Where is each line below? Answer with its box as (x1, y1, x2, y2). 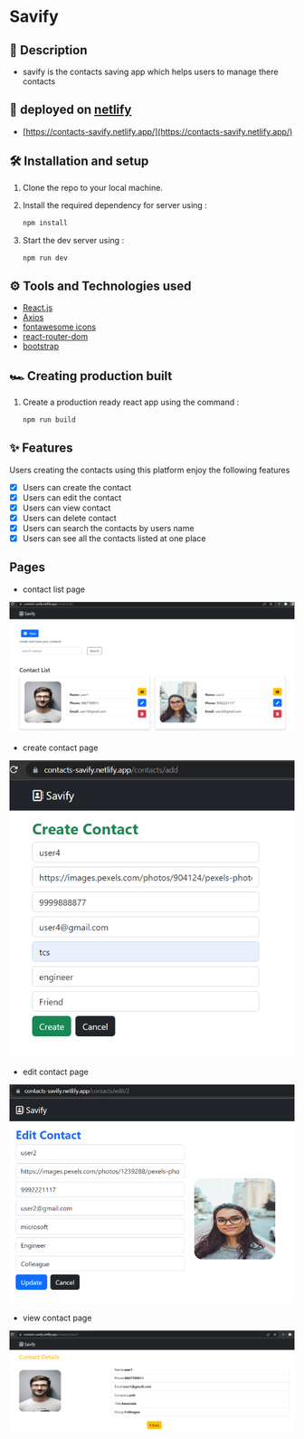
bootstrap (22, 341, 60, 352)
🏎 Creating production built (9, 368, 173, 384)
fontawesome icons (22, 321, 97, 332)
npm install (22, 218, 68, 227)
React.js (22, 302, 53, 313)
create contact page (22, 742, 99, 753)
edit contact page (22, 1066, 89, 1078)
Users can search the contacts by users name (22, 522, 195, 533)
